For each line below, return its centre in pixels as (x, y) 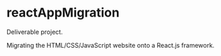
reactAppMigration (63, 13)
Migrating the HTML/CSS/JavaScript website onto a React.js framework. (110, 45)
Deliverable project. (35, 32)
